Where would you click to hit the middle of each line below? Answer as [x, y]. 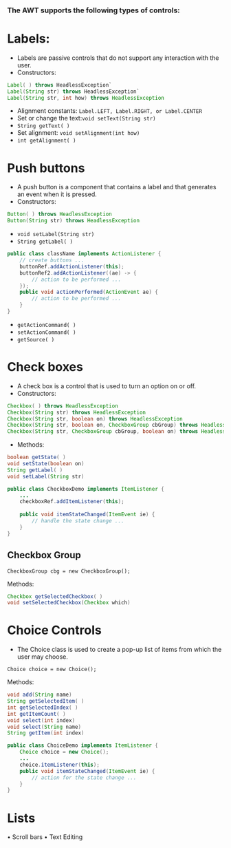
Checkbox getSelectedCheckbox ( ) [55, 596]
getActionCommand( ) [46, 325]
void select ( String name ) [44, 727]
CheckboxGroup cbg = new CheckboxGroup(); [69, 571]
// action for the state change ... [84, 777]
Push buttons [46, 168]
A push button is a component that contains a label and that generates [117, 187]
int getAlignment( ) [46, 141]
